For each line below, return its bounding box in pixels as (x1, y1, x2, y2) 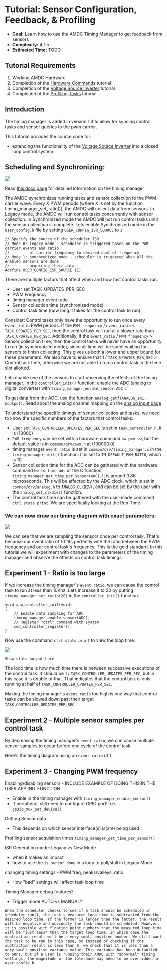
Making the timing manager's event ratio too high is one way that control (5, 691, 157, 697)
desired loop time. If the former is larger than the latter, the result (5, 917, 162, 922)
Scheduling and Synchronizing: (5, 163, 105, 171)
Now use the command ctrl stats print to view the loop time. (5, 637, 136, 643)
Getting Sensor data (5, 816, 46, 822)
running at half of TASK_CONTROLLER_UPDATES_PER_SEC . (5, 681, 112, 687)
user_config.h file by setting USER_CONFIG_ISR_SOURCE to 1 (5, 227, 123, 233)
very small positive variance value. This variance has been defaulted (5, 948, 157, 953)
